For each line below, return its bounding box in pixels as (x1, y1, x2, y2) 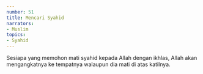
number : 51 (6, 9, 34, 15)
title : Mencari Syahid (6, 15, 64, 21)
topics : (6, 32, 26, 38)
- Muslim (6, 26, 29, 32)
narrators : (6, 20, 34, 26)
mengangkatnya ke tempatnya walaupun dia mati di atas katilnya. (6, 61, 171, 68)
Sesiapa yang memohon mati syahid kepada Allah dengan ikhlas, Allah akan (6, 54, 197, 61)
